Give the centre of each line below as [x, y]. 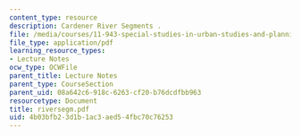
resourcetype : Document [54, 101]
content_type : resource [54, 17]
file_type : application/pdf [62, 42]
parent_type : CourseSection [62, 84]
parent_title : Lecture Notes [63, 76]
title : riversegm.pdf [50, 109]
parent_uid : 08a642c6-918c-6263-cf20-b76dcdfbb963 [105, 92]
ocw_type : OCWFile [43, 68]
